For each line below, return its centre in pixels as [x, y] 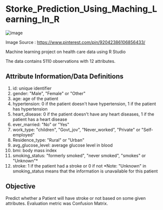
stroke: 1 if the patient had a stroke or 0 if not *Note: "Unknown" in [79, 166]
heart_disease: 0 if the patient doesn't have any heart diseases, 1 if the [83, 114]
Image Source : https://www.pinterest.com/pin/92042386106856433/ [75, 42]
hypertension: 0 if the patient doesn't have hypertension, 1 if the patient [84, 104]
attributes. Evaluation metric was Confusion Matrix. [57, 203]
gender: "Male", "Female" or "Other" [49, 93]
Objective [21, 186]
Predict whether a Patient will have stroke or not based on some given [76, 198]
